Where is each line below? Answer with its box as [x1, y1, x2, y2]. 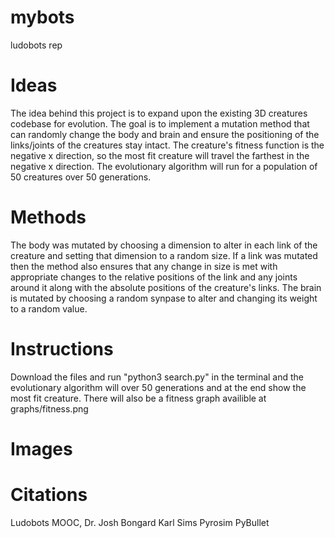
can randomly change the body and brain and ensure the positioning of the [10, 128, 320, 140]
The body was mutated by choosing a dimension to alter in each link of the [10, 239, 318, 251]
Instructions [10, 338, 114, 360]
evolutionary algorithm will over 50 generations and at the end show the [10, 381, 307, 393]
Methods [10, 206, 87, 229]
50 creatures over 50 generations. [10, 171, 152, 183]
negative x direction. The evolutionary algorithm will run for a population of [10, 160, 318, 172]
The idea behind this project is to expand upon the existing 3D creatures [10, 107, 308, 119]
